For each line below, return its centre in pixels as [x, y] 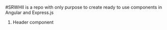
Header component [33, 22]
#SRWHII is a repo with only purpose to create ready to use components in [83, 7]
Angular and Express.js [30, 12]
